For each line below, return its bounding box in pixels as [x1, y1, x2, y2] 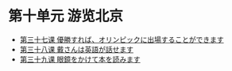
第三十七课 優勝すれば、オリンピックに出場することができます [19, 35, 224, 44]
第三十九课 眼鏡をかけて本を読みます [19, 54, 141, 64]
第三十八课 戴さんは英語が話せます [19, 44, 133, 54]
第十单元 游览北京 [8, 7, 123, 25]
